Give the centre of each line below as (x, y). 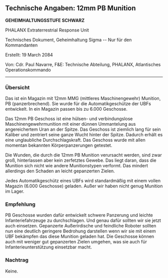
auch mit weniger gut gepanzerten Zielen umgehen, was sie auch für (76, 242)
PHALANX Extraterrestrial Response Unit (47, 30)
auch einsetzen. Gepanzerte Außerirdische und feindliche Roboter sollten (81, 226)
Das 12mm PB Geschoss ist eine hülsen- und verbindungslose (69, 119)
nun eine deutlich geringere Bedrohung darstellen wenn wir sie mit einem (80, 231)
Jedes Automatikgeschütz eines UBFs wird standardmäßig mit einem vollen (83, 181)
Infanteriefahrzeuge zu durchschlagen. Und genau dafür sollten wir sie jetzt (83, 220)
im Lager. (15, 191)
